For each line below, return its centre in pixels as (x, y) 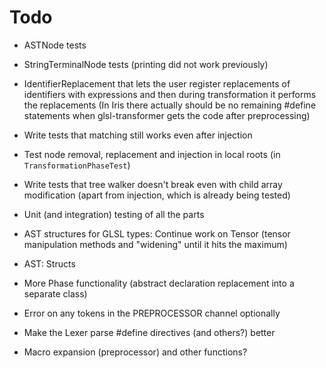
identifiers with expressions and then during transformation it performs (170, 94)
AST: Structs (49, 263)
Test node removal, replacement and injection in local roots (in (152, 154)
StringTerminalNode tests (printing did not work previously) (146, 64)
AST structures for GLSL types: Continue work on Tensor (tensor (157, 233)
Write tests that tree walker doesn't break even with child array (153, 184)
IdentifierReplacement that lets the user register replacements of (157, 83)
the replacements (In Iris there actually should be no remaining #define (170, 105)
